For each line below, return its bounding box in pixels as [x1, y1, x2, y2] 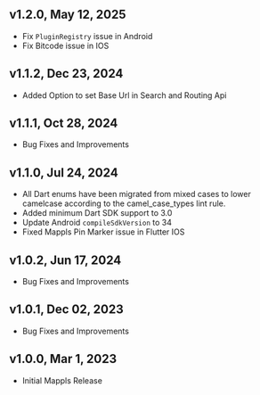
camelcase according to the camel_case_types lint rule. [21, 198, 226, 209]
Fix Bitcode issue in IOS [21, 40, 110, 51]
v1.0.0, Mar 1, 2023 [9, 351, 118, 366]
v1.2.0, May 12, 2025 [9, 7, 126, 22]
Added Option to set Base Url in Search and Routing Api [21, 89, 227, 101]
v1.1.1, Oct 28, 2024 [9, 116, 118, 131]
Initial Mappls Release [21, 374, 102, 386]
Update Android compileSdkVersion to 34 [21, 218, 172, 228]
